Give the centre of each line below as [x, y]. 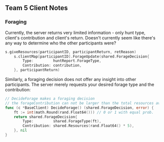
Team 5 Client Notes [37, 8]
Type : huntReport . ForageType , [62, 61]
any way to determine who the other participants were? [61, 43]
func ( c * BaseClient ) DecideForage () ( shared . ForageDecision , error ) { [80, 108]
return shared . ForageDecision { [46, 117]
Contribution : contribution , [52, 65]
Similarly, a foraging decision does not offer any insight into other [71, 80]
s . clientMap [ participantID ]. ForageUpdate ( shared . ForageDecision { [82, 56]
